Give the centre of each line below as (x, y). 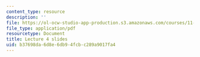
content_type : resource (36, 12)
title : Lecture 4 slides (37, 39)
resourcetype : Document (36, 34)
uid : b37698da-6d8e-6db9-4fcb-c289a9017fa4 (61, 45)
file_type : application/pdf (41, 28)
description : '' (26, 17)
